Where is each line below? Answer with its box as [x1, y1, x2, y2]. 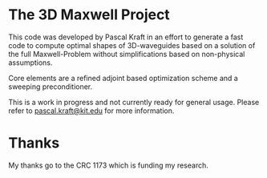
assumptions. [8, 58, 53, 67]
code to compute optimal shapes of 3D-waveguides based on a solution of [8, 40, 256, 50]
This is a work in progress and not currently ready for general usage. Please [8, 97, 260, 107]
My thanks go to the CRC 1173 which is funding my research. [8, 160, 208, 170]
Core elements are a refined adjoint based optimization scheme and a [8, 73, 238, 83]
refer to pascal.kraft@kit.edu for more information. [8, 106, 175, 115]
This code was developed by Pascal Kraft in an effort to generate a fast [8, 32, 244, 42]
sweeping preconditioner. [8, 82, 93, 91]
